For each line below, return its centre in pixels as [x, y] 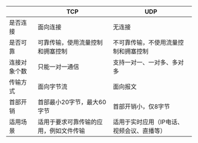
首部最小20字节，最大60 [72, 102]
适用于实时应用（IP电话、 [148, 122]
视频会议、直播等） [139, 131]
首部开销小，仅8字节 [141, 107]
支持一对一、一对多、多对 [148, 62]
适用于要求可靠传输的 [67, 122]
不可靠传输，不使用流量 [145, 42]
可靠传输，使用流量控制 [70, 42]
